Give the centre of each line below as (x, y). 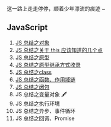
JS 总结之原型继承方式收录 (48, 64)
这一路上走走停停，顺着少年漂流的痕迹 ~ (56, 9)
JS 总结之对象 (32, 43)
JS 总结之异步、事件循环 (45, 110)
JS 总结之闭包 (32, 87)
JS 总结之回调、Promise (45, 118)
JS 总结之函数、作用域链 (45, 79)
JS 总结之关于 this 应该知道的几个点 (59, 50)
